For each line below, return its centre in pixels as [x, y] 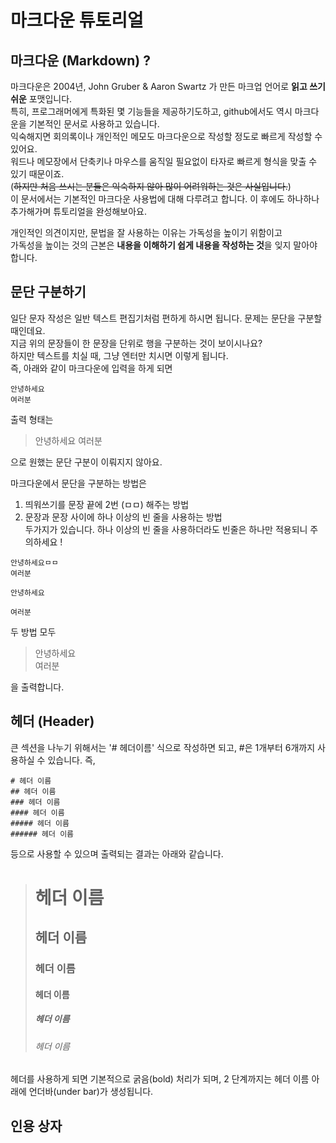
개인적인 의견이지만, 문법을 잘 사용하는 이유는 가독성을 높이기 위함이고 [146, 232]
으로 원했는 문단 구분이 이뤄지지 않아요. [86, 462]
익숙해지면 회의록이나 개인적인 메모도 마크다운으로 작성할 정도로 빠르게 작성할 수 [166, 136]
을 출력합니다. [37, 687]
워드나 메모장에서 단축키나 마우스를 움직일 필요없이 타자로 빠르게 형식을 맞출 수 [164, 161]
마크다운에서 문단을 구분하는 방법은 [78, 483]
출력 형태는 [32, 419]
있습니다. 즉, [71, 760]
